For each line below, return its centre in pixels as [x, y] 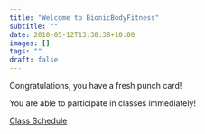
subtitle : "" [34, 26]
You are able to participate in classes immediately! [103, 103]
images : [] [30, 43]
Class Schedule [38, 120]
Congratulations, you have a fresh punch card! [96, 86]
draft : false [34, 60]
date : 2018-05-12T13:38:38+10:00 [72, 34]
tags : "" [26, 52]
